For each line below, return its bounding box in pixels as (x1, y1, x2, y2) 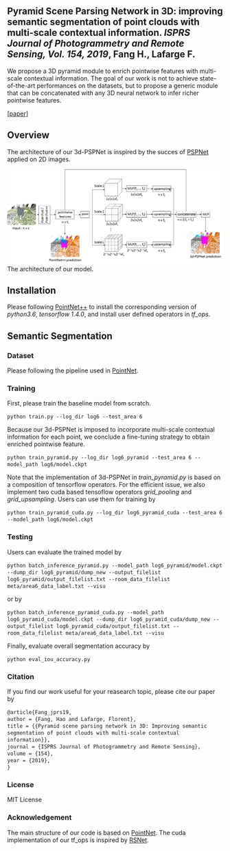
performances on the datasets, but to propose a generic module (36, 81, 218, 90)
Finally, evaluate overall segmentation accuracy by (7, 642, 150, 650)
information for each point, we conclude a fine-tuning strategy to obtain (7, 433, 210, 441)
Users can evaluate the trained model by (7, 547, 122, 556)
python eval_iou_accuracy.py (7, 655, 91, 663)
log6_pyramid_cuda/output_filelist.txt (56, 622, 170, 629)
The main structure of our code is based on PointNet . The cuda (7, 828, 186, 837)
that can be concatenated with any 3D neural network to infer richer (7, 89, 199, 97)
